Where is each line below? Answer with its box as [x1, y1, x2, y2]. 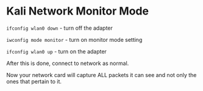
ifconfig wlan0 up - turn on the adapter [6, 47, 107, 55]
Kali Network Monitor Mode [6, 4, 149, 18]
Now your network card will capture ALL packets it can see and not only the [6, 71, 197, 78]
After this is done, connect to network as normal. [6, 59, 129, 67]
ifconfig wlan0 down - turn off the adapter [6, 24, 113, 32]
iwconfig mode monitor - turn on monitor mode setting [6, 36, 143, 43]
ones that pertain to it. [6, 78, 62, 85]
